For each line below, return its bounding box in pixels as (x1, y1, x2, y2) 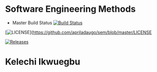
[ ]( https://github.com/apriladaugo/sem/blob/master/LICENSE (5, 29, 152, 35)
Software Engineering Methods (5, 3, 136, 15)
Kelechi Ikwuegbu (5, 56, 80, 68)
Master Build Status (12, 20, 52, 26)
